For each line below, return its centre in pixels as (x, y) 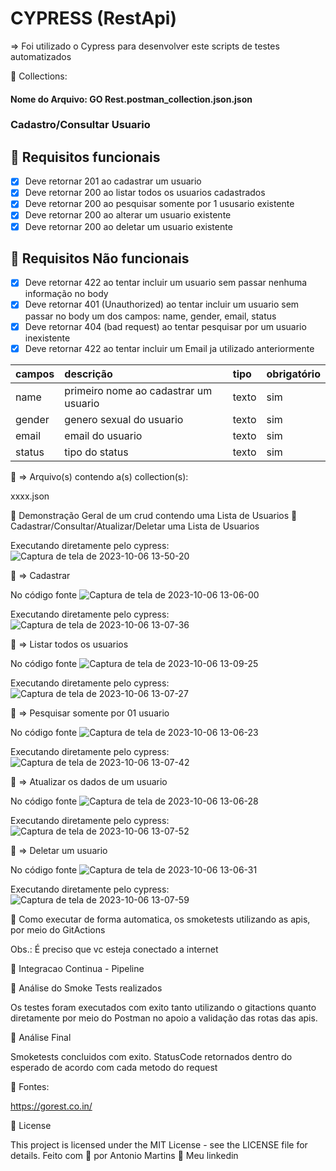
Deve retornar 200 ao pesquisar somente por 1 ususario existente (159, 204)
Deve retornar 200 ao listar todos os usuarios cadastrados (145, 193)
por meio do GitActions (58, 929)
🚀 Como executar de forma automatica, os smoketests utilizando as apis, (160, 919)
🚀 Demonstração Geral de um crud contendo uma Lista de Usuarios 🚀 (154, 515)
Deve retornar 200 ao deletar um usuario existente (128, 226)
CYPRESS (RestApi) (93, 18)
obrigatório (293, 374)
